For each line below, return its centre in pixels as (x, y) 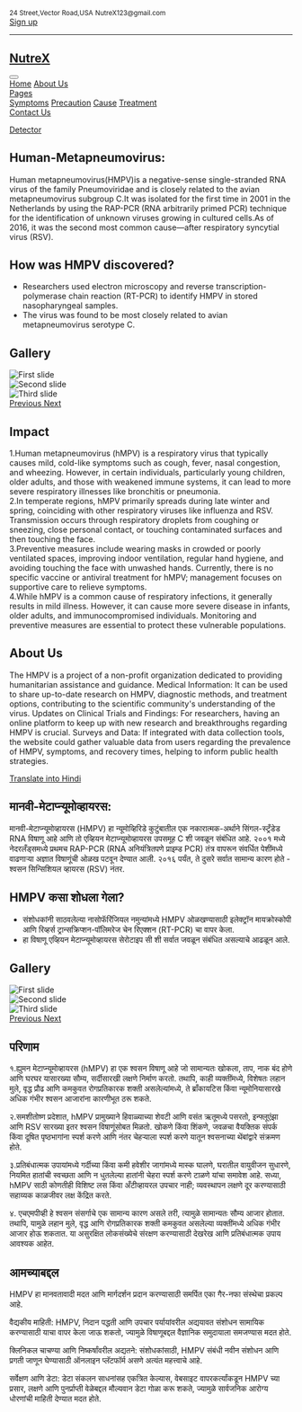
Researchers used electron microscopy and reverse (118, 287)
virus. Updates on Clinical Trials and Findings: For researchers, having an (145, 713)
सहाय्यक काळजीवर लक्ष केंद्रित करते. (61, 1195)
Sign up (24, 22)
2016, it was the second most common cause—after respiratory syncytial (145, 227)
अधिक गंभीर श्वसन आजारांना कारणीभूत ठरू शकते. (80, 1099)
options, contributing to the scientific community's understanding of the (142, 704)
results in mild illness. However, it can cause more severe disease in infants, (150, 606)
